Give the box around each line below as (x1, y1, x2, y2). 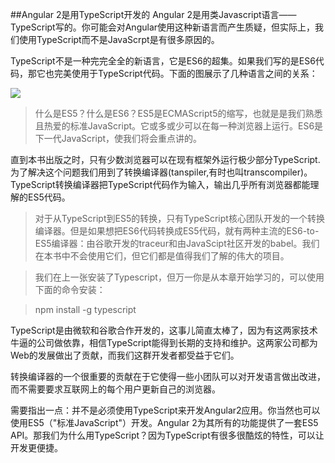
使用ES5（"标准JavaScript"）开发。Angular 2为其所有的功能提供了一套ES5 (10, 417, 319, 428)
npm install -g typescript (34, 304, 137, 315)
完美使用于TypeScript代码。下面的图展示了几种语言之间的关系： (53, 68, 318, 79)
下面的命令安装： (34, 284, 106, 295)
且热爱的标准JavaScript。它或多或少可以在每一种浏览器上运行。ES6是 (34, 120, 324, 132)
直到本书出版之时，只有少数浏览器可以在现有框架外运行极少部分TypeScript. (10, 154, 321, 165)
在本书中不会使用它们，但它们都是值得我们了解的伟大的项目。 (34, 250, 290, 262)
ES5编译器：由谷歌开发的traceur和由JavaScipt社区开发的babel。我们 (34, 238, 320, 249)
